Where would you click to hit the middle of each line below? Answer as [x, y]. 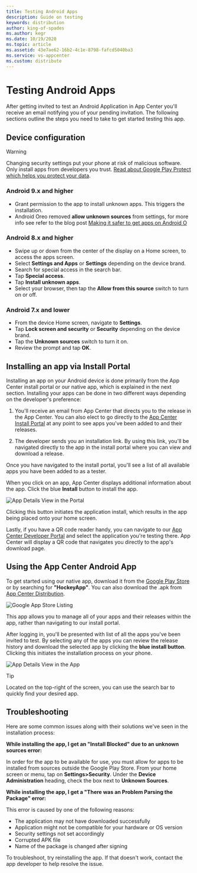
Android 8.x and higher [40, 238]
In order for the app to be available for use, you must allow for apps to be [95, 762]
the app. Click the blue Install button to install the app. [72, 489]
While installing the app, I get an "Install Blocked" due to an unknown [93, 744]
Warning [16, 152]
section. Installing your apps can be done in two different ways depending [96, 393]
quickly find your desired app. [42, 693]
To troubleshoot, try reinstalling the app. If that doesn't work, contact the [94, 857]
